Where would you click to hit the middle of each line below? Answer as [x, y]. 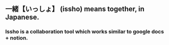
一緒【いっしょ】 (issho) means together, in [75, 9]
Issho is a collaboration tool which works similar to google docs [85, 32]
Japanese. [22, 17]
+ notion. [17, 38]
